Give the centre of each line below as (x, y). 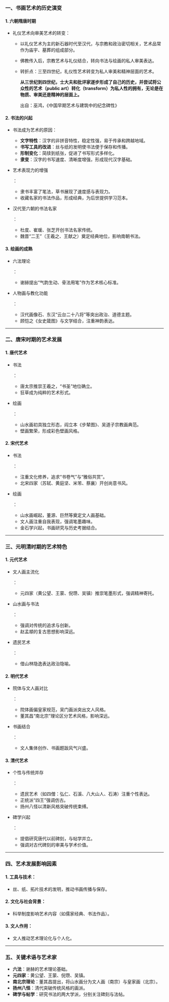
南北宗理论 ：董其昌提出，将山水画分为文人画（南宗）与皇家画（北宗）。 (86, 982)
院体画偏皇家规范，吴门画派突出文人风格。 (64, 710)
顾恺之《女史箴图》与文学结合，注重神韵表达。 (68, 321)
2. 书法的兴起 (19, 118)
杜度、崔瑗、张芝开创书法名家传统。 (58, 230)
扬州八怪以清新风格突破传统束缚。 (55, 807)
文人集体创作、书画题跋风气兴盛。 (55, 748)
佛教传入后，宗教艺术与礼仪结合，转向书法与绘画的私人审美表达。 (88, 61)
